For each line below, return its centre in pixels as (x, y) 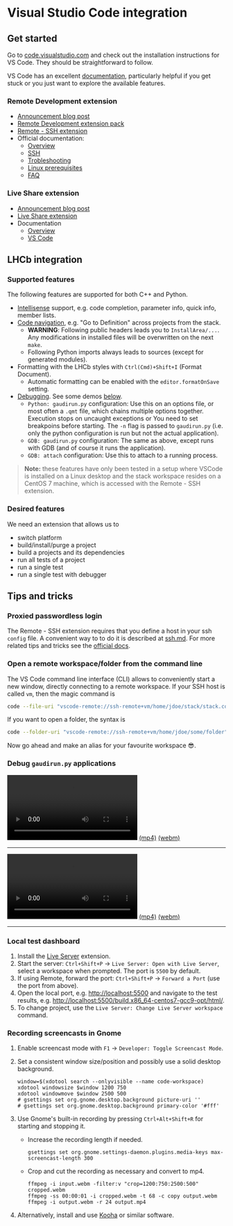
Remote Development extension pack (71, 124)
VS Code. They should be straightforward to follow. (80, 62)
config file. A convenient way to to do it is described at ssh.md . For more (111, 638)
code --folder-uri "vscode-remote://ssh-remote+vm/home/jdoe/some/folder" (118, 732)
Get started (32, 39)
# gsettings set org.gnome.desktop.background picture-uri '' (109, 1100)
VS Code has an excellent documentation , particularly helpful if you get (109, 76)
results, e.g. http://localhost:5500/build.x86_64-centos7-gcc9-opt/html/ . (121, 1000)
